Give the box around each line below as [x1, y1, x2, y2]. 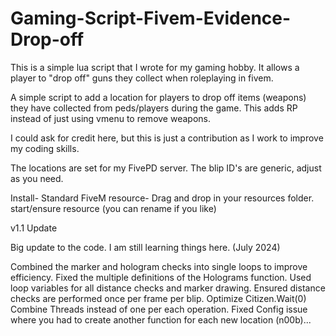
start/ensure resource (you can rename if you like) [10, 202, 217, 214]
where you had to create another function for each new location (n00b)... [10, 313, 312, 326]
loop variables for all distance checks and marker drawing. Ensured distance [10, 282, 326, 294]
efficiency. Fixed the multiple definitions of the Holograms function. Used [10, 271, 312, 283]
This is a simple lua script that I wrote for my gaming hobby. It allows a [10, 61, 300, 73]
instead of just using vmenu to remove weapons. [10, 112, 211, 124]
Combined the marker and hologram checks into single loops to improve [10, 260, 308, 272]
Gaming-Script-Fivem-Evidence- [10, 7, 292, 30]
